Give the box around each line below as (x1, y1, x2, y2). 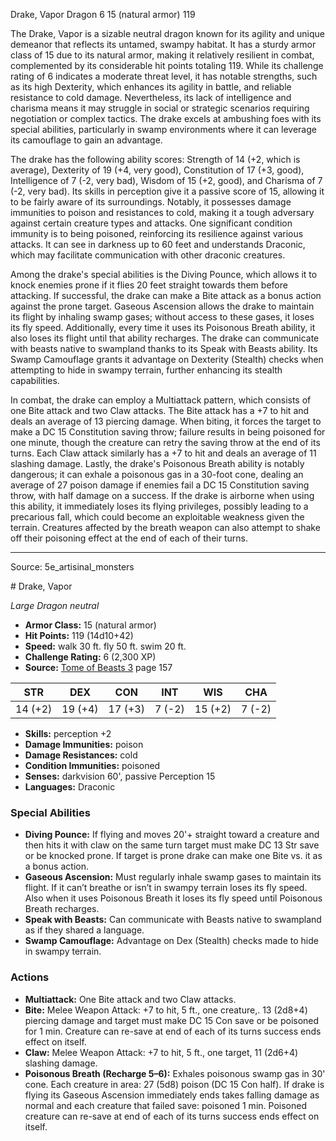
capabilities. (10, 375, 60, 386)
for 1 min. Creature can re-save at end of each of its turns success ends (24, 1025, 322, 1037)
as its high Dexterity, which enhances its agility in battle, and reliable (10, 81, 292, 93)
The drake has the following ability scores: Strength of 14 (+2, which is (10, 154, 301, 165)
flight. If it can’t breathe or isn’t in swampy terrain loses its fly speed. (24, 882, 308, 894)
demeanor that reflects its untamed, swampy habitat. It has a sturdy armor (10, 39, 317, 50)
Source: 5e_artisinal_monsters (10, 561, 135, 573)
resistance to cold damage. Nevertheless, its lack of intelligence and (10, 92, 292, 103)
